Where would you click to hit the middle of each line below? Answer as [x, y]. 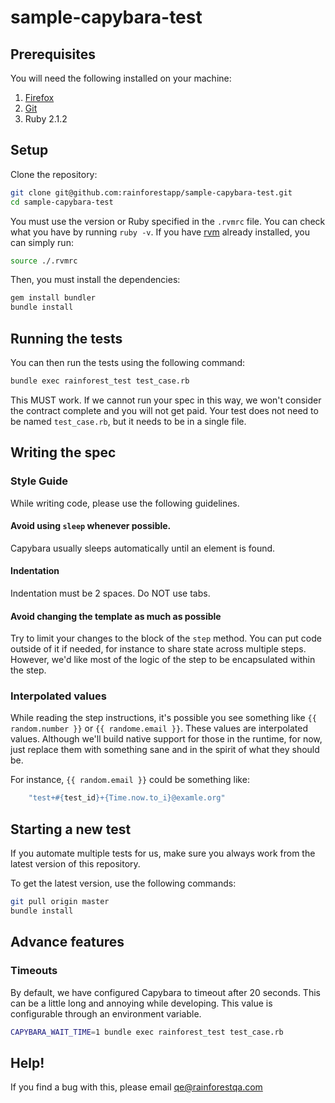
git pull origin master [60, 902]
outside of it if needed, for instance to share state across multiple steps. [158, 649]
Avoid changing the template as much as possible [116, 616]
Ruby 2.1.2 [46, 119]
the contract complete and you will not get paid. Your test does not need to [164, 410]
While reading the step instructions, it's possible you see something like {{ [163, 718]
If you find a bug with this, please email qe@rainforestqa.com [136, 1087]
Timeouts [34, 971]
